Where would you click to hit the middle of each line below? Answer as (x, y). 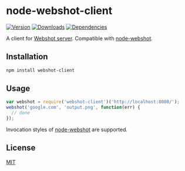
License (21, 148)
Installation (27, 57)
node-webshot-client (59, 11)
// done (21, 113)
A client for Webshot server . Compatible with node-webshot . (79, 38)
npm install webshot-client (41, 70)
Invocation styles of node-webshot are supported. (67, 129)
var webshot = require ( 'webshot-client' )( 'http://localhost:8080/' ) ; (93, 102)
